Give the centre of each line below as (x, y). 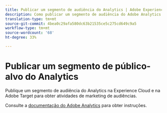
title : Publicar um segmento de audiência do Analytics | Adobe (73, 10)
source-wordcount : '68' (30, 33)
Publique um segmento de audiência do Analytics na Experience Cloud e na (83, 90)
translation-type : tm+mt (31, 19)
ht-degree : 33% (21, 38)
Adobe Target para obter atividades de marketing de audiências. (71, 96)
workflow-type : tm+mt (28, 28)
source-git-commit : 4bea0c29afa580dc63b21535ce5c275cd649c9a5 (71, 24)
